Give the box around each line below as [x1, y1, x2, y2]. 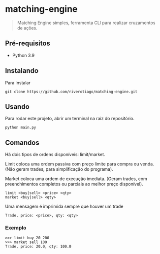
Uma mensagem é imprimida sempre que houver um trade [5, 203, 124, 210]
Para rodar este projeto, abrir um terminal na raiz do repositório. [5, 116, 134, 122]
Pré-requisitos [5, 39, 51, 48]
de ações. [17, 25, 38, 31]
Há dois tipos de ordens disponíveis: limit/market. [5, 152, 105, 158]
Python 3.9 [12, 52, 35, 58]
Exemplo [5, 224, 27, 231]
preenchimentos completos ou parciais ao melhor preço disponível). [5, 181, 144, 187]
